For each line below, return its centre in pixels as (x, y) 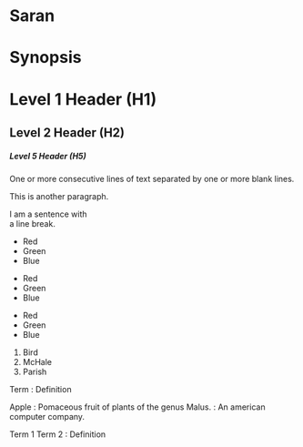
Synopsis (45, 58)
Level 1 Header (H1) (83, 99)
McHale (37, 361)
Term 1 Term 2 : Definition (58, 434)
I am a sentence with (49, 214)
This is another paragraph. (59, 196)
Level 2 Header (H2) (67, 132)
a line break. (33, 223)
